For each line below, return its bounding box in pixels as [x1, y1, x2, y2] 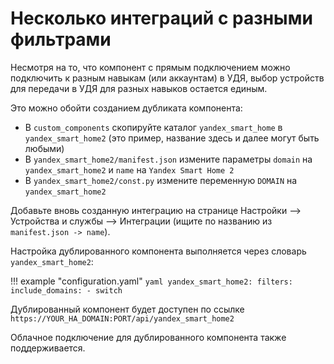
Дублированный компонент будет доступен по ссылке [10, 303, 245, 315]
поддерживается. [10, 342, 86, 354]
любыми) [24, 142, 65, 154]
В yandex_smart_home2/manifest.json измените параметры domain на [24, 153, 313, 165]
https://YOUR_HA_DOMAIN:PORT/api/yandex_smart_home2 [10, 313, 235, 324]
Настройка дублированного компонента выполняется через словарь [10, 245, 307, 257]
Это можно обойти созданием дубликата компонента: [10, 102, 243, 114]
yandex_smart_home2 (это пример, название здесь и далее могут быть [24, 132, 320, 144]
